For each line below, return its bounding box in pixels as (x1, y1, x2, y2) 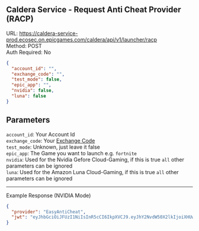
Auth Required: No (6, 49, 52, 56)
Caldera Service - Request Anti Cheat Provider (6, 5, 181, 15)
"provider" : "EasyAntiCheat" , (11, 208, 86, 215)
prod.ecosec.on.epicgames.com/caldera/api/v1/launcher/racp (6, 36, 158, 43)
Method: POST (6, 42, 43, 49)
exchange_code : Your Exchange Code (6, 137, 95, 144)
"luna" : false (11, 93, 46, 100)
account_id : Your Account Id (6, 130, 75, 138)
